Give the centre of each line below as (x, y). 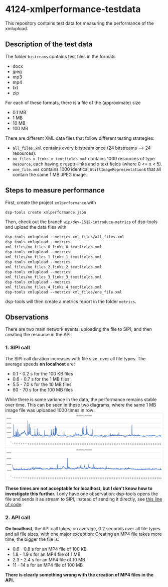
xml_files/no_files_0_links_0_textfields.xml (53, 247)
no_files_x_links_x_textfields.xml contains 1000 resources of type (84, 158)
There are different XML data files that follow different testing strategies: (80, 138)
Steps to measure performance (55, 190)
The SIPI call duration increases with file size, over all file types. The (75, 358)
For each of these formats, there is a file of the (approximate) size (73, 103)
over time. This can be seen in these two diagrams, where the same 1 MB (81, 405)
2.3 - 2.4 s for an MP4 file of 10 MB (49, 559)
